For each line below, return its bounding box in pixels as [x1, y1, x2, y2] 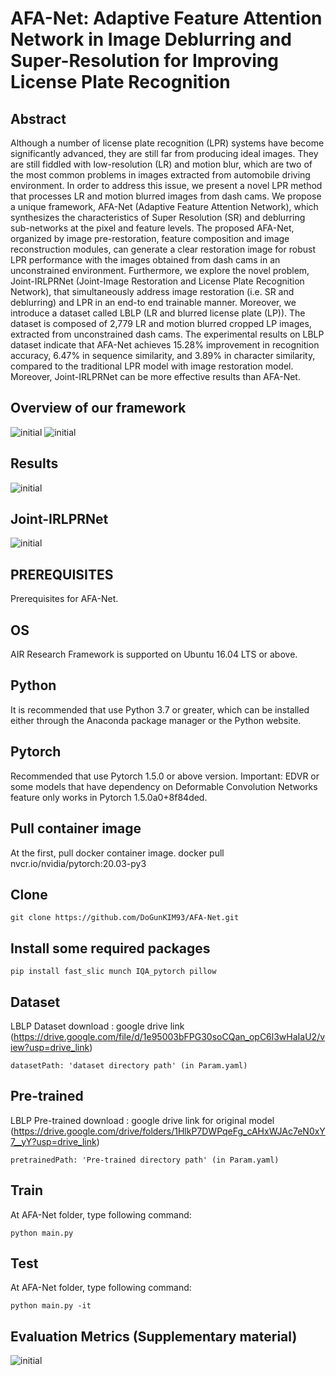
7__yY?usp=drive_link [10, 1135, 97, 1147]
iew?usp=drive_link [10, 1041, 90, 1053]
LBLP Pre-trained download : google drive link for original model [10, 1114, 275, 1126]
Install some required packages [10, 940, 211, 957]
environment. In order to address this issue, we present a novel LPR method [10, 180, 323, 191]
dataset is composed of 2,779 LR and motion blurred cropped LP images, [10, 318, 312, 329]
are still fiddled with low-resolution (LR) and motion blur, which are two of [10, 158, 313, 170]
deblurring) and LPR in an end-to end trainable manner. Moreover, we [10, 297, 297, 308]
